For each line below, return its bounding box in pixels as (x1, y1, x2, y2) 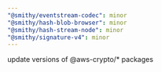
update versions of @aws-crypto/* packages (7, 55, 154, 64)
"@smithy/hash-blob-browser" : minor (7, 19, 127, 27)
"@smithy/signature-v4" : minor (7, 33, 110, 41)
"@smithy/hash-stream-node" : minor (7, 26, 124, 34)
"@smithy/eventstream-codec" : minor (7, 11, 127, 20)
